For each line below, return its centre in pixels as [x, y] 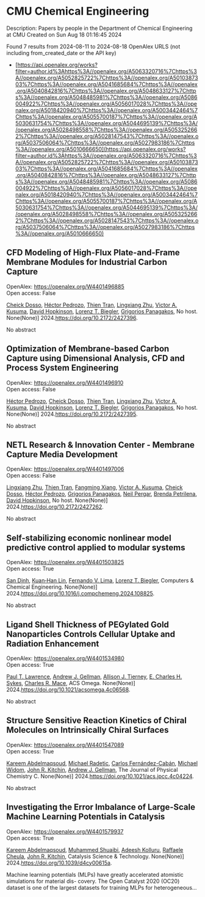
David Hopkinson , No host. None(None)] [57, 500]
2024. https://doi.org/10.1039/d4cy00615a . [59, 863]
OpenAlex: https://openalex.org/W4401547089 [65, 745]
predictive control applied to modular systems [96, 547]
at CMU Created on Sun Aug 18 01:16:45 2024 [64, 34]
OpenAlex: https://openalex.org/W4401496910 [65, 382]
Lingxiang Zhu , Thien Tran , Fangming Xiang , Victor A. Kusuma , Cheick [95, 487]
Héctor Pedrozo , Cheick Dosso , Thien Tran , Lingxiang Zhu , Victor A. [92, 401]
